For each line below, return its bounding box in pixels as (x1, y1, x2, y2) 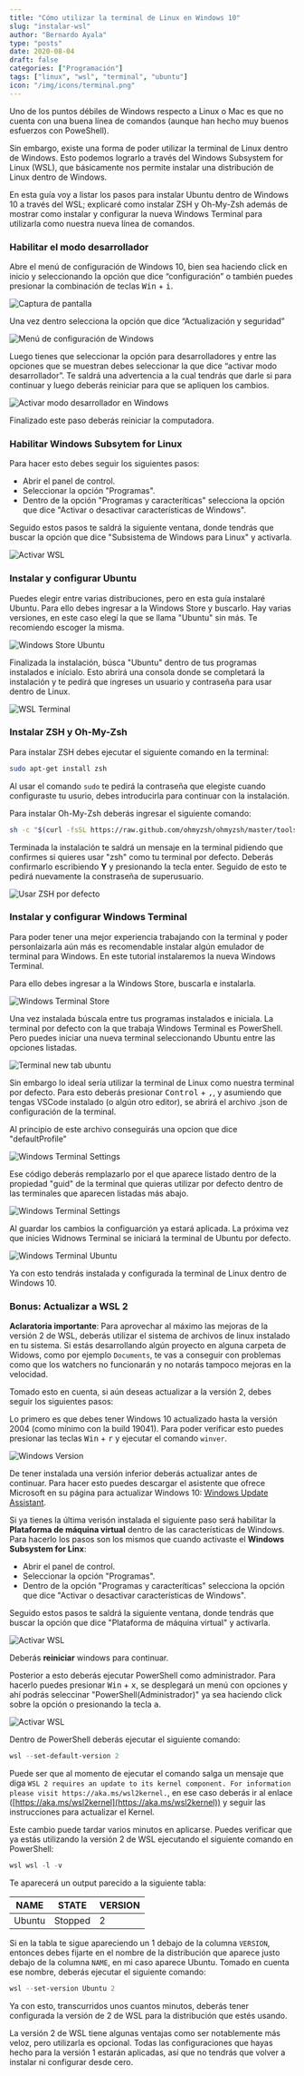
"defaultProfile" (9, 1133, 68, 1144)
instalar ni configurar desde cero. (9, 2056, 134, 2067)
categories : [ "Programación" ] (9, 64, 124, 73)
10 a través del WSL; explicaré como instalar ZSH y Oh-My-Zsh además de (9, 199, 288, 210)
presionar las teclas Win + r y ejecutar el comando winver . (9, 1433, 228, 1444)
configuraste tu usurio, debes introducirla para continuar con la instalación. (9, 790, 290, 801)
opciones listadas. (9, 1042, 78, 1053)
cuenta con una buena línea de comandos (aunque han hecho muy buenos (9, 115, 290, 126)
